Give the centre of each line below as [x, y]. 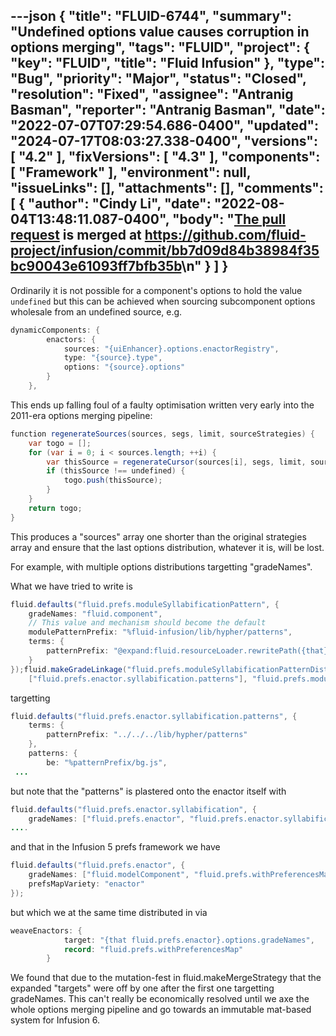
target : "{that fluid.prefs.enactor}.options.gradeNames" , [189, 940]
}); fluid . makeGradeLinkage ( [69, 669]
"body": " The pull [229, 219]
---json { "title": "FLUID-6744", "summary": [151, 16]
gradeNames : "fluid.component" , [95, 614]
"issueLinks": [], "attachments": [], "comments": [167, 188]
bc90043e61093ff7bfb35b [96, 266]
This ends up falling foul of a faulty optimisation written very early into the [162, 405]
